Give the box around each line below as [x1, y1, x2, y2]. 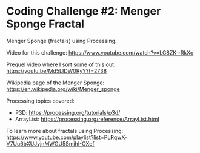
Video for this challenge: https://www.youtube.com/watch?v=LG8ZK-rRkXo [6, 49, 194, 56]
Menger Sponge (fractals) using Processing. [6, 37, 117, 44]
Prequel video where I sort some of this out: [6, 61, 116, 68]
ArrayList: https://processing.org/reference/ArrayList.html [15, 115, 159, 123]
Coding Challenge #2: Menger [6, 4, 161, 18]
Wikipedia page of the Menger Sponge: [6, 79, 105, 86]
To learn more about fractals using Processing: [6, 127, 123, 134]
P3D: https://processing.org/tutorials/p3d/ [15, 109, 121, 116]
